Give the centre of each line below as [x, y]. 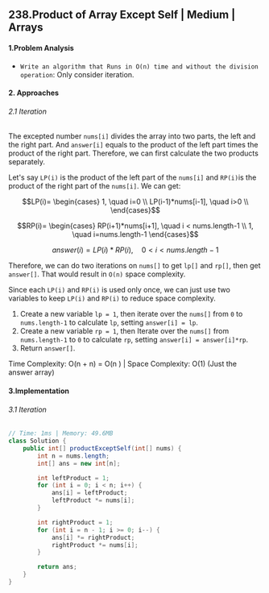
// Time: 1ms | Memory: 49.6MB [61, 433]
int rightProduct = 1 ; [75, 522]
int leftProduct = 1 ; [74, 478]
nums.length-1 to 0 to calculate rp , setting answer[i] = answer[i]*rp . [134, 340]
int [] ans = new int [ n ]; [79, 463]
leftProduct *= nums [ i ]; [93, 500]
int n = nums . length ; [74, 456]
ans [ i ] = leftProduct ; [89, 493]
